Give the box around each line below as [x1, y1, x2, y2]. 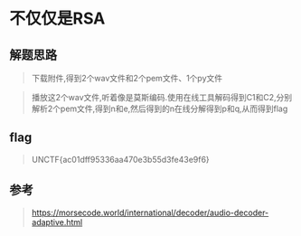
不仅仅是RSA [9, 8, 106, 29]
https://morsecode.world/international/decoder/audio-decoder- [31, 207, 269, 218]
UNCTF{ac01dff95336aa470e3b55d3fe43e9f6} [31, 154, 210, 165]
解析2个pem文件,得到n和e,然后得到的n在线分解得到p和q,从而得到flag [31, 103, 288, 114]
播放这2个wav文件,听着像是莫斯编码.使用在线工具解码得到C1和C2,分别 [31, 92, 293, 102]
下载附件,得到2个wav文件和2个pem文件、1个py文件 [31, 73, 223, 83]
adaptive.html [31, 216, 83, 227]
